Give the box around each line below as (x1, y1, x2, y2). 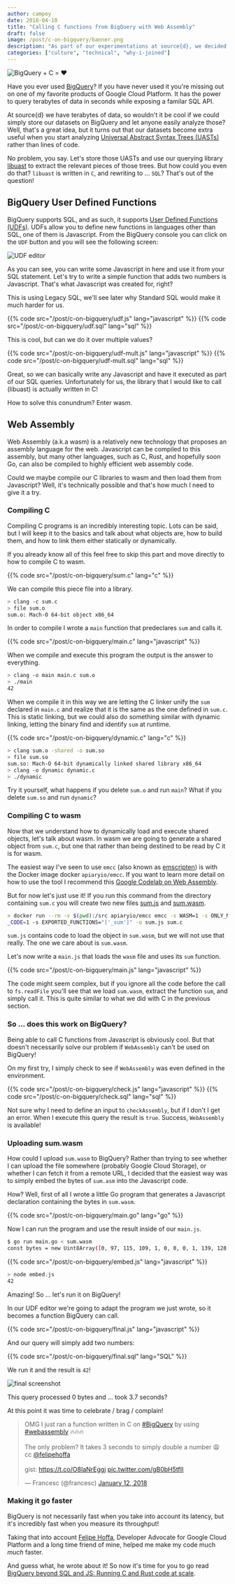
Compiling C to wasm (7, 811, 82, 821)
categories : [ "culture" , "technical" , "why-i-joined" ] (7, 50, 171, 57)
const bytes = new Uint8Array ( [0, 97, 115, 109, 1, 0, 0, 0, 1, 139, (7, 1245, 215, 1252)
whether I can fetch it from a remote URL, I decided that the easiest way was (7, 1169, 228, 1177)
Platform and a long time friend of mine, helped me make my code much (7, 1540, 215, 1549)
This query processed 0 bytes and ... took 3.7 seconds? (7, 1393, 168, 1401)
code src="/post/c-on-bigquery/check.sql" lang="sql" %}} (7, 1092, 177, 1100)
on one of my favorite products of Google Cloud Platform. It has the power (7, 89, 222, 98)
